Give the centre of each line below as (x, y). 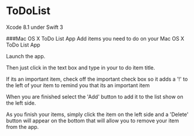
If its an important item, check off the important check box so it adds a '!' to (97, 79)
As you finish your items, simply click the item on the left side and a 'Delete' (97, 114)
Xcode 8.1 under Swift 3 (35, 27)
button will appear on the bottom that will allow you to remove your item (93, 120)
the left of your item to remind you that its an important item (78, 85)
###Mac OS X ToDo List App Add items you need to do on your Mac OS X (95, 38)
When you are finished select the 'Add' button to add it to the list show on (95, 97)
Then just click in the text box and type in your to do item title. (81, 67)
